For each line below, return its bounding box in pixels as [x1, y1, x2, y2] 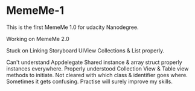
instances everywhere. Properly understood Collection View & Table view [6, 64, 189, 72]
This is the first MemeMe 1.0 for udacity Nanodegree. [6, 24, 139, 31]
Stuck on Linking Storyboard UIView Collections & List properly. [6, 46, 165, 54]
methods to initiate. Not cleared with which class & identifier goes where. [6, 71, 188, 78]
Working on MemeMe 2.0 [6, 35, 69, 42]
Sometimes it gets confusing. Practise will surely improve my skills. [6, 78, 173, 85]
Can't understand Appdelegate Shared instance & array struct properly [6, 58, 182, 66]
